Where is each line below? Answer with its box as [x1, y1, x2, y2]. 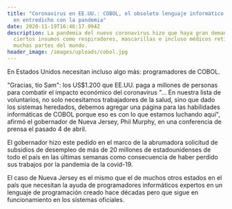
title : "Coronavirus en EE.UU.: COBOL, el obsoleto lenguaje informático [7, 10, 224, 17]
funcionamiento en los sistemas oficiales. [7, 195, 125, 203]
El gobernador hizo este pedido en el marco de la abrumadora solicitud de [7, 138, 218, 146]
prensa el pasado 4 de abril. [7, 125, 87, 133]
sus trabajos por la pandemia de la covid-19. [7, 160, 133, 168]
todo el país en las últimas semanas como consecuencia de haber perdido [7, 152, 219, 161]
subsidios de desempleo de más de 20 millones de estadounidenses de [7, 146, 211, 154]
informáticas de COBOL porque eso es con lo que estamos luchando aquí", [7, 110, 221, 118]
